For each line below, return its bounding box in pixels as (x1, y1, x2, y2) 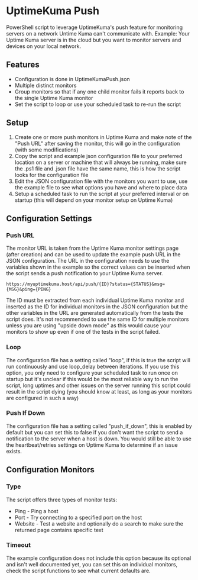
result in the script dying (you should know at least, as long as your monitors (6, 388, 192, 395)
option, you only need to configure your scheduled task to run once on (6, 369, 178, 376)
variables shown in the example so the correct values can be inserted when (6, 263, 190, 270)
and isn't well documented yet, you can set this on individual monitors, (6, 560, 178, 568)
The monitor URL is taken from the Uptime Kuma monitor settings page (6, 244, 179, 252)
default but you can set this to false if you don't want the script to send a (6, 428, 183, 436)
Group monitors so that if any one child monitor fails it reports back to (14, 88, 184, 95)
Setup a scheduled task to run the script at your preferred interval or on (14, 190, 189, 197)
